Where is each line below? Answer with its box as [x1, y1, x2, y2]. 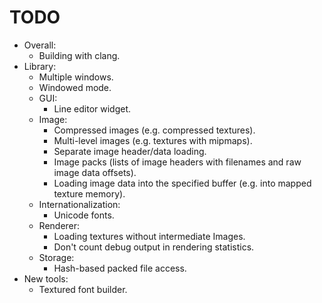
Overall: [23, 39, 57, 51]
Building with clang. [38, 49, 121, 61]
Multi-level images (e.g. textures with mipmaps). [53, 134, 253, 146]
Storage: [38, 251, 75, 263]
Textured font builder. [38, 283, 128, 295]
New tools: [23, 272, 69, 285]
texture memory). [53, 187, 126, 200]
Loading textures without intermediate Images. [53, 230, 246, 242]
